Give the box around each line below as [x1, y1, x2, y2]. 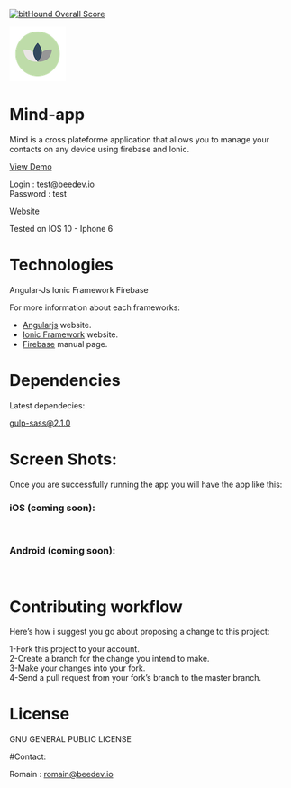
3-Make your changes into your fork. [9, 663, 146, 673]
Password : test [9, 188, 68, 198]
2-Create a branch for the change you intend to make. [9, 654, 210, 664]
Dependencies [9, 371, 121, 391]
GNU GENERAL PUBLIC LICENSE [9, 734, 132, 745]
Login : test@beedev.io [9, 179, 95, 189]
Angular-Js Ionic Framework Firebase [9, 284, 149, 295]
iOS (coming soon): [9, 501, 96, 514]
